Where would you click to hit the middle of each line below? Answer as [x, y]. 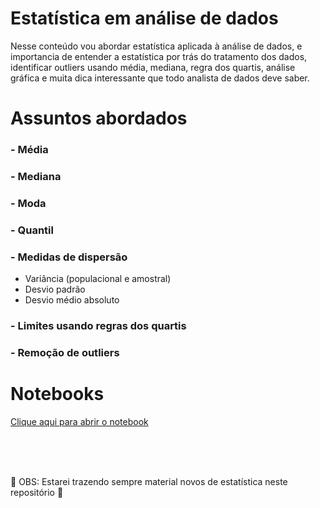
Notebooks [57, 394]
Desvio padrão [55, 289]
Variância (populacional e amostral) [98, 279]
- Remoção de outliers [65, 352]
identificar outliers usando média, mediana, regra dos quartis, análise [153, 67]
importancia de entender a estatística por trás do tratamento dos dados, [159, 56]
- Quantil [32, 230]
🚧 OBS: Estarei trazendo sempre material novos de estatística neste [149, 481]
